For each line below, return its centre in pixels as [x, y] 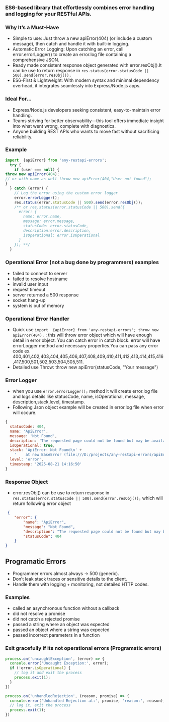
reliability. [22, 137]
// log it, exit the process [40, 705]
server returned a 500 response [46, 295]
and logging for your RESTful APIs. [49, 14]
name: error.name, [43, 217]
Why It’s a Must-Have [32, 27]
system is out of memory [38, 305]
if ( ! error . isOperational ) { [40, 668]
